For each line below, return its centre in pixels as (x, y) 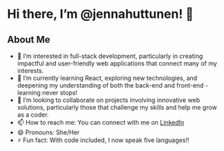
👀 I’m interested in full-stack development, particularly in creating (110, 56)
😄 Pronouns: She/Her (48, 132)
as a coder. (33, 114)
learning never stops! (47, 93)
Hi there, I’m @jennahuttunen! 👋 (101, 14)
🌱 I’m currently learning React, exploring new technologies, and (107, 78)
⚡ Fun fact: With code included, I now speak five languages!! (103, 140)
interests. (30, 71)
